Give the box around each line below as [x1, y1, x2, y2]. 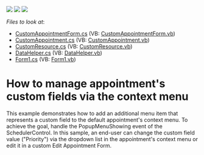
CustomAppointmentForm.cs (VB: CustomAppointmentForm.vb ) [15, 30, 175, 37]
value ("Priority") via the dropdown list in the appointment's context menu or [6, 135, 198, 142]
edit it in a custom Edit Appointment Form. [6, 142, 112, 149]
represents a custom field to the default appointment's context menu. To [6, 116, 188, 124]
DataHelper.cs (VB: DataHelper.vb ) [15, 49, 102, 56]
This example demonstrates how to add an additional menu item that [6, 110, 178, 117]
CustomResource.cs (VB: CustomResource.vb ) [15, 43, 133, 50]
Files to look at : [6, 18, 45, 25]
